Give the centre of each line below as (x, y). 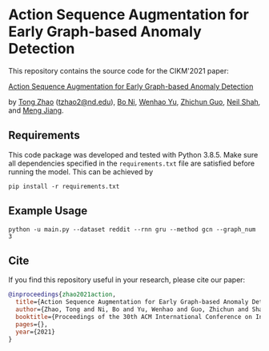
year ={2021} (36, 332)
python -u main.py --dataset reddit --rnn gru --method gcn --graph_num (132, 229)
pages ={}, (32, 324)
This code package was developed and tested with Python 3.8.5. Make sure (133, 154)
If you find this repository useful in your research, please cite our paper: (127, 280)
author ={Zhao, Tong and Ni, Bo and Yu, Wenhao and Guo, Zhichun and (132, 309)
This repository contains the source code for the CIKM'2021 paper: (119, 70)
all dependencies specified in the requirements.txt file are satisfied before (132, 163)
